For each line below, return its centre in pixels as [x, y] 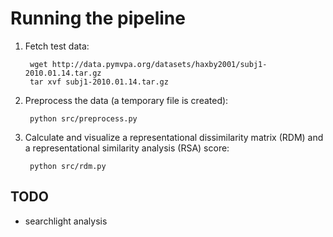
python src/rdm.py [68, 166]
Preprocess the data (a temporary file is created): [126, 100]
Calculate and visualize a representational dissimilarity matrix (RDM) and [174, 137]
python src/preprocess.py [83, 118]
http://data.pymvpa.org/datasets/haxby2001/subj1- [159, 64]
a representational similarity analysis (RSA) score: [127, 148]
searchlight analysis [66, 221]
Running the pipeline [98, 18]
